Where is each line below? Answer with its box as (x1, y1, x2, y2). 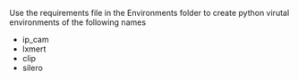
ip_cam (21, 35, 49, 44)
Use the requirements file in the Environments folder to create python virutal (9, 8, 290, 18)
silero (21, 62, 43, 73)
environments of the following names (9, 17, 146, 28)
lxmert (21, 44, 47, 54)
